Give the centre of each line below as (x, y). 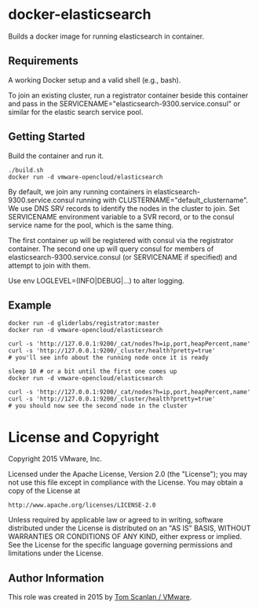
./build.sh (26, 170)
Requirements (43, 61)
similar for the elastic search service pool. (76, 112)
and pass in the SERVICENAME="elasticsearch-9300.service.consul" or (124, 103)
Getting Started (47, 137)
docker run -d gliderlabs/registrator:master (84, 323)
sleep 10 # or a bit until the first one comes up (93, 371)
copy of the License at (44, 491)
